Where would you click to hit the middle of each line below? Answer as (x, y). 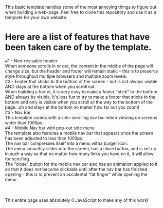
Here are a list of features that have (77, 37)
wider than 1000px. (24, 122)
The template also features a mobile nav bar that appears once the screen (79, 133)
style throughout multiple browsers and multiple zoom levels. (66, 76)
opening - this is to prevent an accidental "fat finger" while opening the (76, 174)
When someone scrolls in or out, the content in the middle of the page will (79, 66)
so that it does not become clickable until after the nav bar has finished (76, 169)
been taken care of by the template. (78, 47)
